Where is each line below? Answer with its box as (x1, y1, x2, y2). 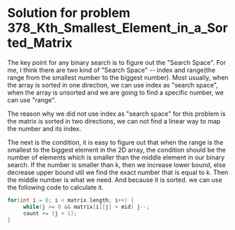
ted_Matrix (7, 35, 73, 51)
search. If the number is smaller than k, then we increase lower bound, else (7, 160, 226, 169)
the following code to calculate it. (7, 183, 104, 191)
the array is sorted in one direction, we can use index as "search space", (7, 80, 219, 89)
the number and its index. (7, 124, 82, 133)
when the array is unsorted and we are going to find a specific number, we (7, 88, 224, 97)
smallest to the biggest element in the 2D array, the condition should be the (7, 145, 226, 154)
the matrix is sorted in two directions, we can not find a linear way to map (7, 116, 221, 125)
